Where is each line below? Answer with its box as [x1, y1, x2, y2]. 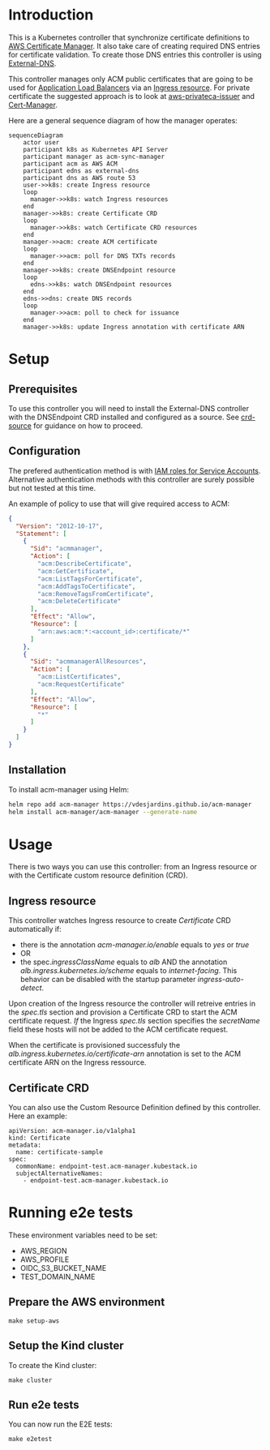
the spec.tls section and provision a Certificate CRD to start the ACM [8, 1007, 238, 1017]
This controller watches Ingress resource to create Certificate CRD [8, 916, 231, 925]
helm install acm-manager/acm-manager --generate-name [8, 808, 198, 816]
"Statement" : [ [15, 530, 67, 538]
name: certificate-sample [15, 1148, 104, 1156]
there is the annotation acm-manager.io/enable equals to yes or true [19, 940, 250, 950]
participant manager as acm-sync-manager [23, 152, 165, 161]
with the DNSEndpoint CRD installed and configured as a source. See [8, 412, 239, 422]
